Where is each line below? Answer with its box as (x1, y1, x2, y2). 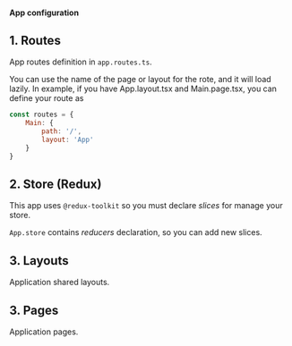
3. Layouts (9, 253, 69, 268)
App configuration (9, 7, 79, 18)
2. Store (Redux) (9, 177, 102, 192)
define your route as (9, 93, 84, 104)
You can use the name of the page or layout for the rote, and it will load (9, 74, 271, 85)
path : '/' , (41, 127, 82, 136)
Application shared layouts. (9, 277, 110, 288)
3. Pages (9, 302, 59, 317)
